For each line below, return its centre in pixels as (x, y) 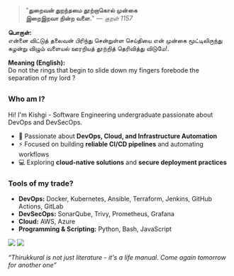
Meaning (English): (37, 63)
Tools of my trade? (41, 183)
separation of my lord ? (42, 78)
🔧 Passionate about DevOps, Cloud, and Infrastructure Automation (118, 136)
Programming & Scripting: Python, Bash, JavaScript (95, 229)
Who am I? (27, 99)
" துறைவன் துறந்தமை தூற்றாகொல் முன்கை (81, 10)
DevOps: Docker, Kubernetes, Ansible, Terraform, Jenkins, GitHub (115, 199)
